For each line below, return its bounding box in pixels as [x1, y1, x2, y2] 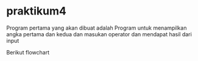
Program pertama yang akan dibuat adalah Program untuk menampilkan [6, 24, 187, 31]
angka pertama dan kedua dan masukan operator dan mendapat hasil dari [6, 30, 192, 37]
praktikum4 [6, 4, 67, 18]
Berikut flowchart [6, 48, 50, 56]
